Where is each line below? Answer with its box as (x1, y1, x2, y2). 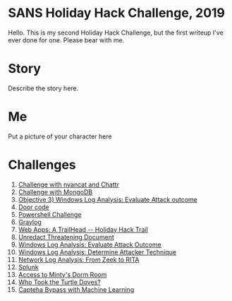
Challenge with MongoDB (18, 187, 93, 196)
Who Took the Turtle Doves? (18, 278, 101, 286)
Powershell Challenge (18, 210, 82, 218)
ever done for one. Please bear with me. (8, 35, 125, 44)
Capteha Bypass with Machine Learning (18, 285, 135, 294)
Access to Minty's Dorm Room (18, 270, 107, 278)
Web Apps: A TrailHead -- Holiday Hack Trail (18, 225, 149, 234)
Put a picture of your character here (8, 132, 112, 141)
